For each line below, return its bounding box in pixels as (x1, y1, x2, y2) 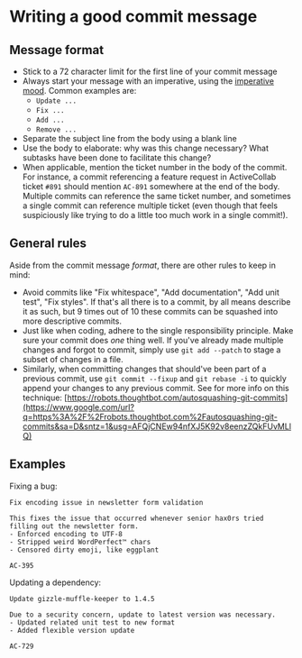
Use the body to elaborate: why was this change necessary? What (22, 142, 269, 153)
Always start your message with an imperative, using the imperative (22, 76, 275, 87)
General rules (9, 236, 87, 251)
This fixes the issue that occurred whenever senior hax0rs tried (9, 514, 264, 523)
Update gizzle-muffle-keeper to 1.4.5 (9, 594, 155, 603)
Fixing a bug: (9, 480, 58, 491)
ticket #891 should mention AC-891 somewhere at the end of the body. (22, 181, 280, 191)
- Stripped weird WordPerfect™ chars (9, 537, 151, 546)
